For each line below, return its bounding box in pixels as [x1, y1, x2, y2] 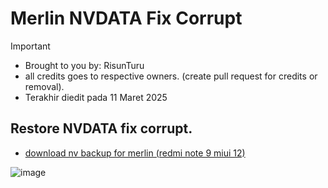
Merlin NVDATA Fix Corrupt [10, 7, 243, 30]
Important [10, 40, 51, 52]
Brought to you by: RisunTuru [24, 59, 145, 71]
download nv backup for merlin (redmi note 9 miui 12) [24, 147, 246, 159]
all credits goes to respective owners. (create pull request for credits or [24, 70, 318, 82]
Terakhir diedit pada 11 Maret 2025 [24, 91, 168, 103]
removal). [24, 80, 65, 92]
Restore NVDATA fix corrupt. [10, 120, 193, 137]
